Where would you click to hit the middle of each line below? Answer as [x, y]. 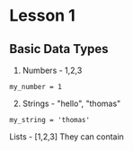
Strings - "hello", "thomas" [71, 103]
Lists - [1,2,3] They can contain [66, 137]
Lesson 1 [43, 16]
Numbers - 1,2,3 [52, 70]
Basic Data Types [59, 49]
